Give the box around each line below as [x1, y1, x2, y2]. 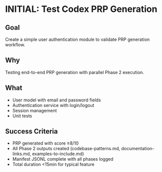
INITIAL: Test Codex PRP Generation [5, 3, 158, 15]
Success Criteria [5, 127, 58, 136]
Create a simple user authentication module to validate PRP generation [5, 36, 150, 42]
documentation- [121, 146, 155, 152]
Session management [12, 107, 57, 113]
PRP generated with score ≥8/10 [12, 140, 79, 146]
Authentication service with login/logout [12, 102, 94, 108]
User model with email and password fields [12, 97, 101, 103]
